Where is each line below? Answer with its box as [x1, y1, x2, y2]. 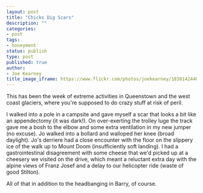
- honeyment [6, 43, 36, 49]
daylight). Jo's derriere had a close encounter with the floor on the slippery [6, 136, 193, 144]
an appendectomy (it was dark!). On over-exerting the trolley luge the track [6, 117, 193, 124]
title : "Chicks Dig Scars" [6, 14, 74, 21]
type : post [6, 54, 34, 60]
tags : [6, 37, 20, 43]
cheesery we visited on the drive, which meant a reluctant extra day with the [6, 156, 197, 163]
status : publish [6, 48, 47, 54]
